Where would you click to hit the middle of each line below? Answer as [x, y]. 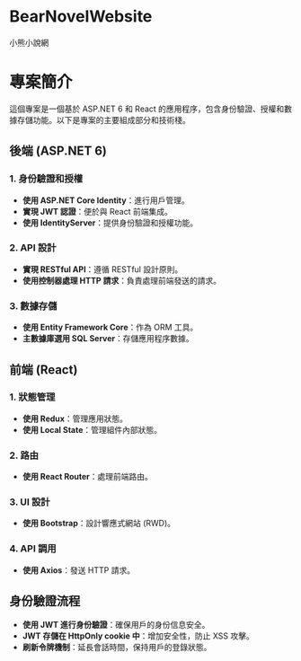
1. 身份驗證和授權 [46, 179]
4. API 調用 [33, 549]
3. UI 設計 [30, 502]
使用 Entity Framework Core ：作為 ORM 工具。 [110, 327]
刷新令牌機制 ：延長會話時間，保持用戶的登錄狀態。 [117, 647]
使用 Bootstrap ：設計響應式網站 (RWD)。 [99, 524]
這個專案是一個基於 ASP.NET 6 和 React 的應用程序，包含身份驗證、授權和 [147, 109]
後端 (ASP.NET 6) [58, 151]
